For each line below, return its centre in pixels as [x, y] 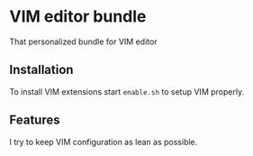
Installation [41, 70]
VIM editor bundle [78, 17]
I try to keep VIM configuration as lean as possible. [104, 142]
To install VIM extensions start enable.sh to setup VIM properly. [127, 91]
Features [35, 120]
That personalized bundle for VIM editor [83, 41]
